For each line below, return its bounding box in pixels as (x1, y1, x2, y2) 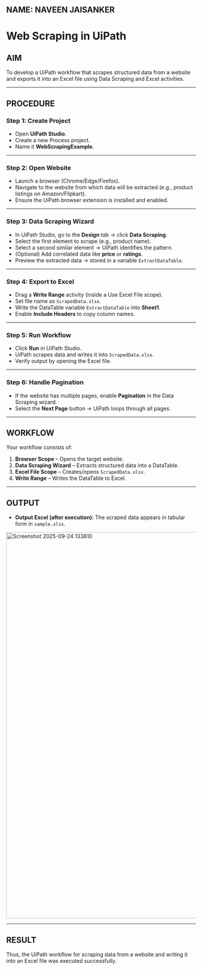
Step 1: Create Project (6, 116, 71, 125)
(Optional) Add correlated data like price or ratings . (14, 250, 143, 257)
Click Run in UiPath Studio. (14, 345, 82, 352)
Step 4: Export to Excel (6, 277, 75, 286)
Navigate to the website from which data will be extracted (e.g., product (14, 184, 194, 191)
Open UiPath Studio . (14, 130, 67, 137)
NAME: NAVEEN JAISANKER (6, 5, 115, 15)
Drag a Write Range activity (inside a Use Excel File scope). (14, 291, 164, 298)
